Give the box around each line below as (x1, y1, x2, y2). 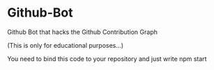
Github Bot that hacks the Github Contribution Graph (7, 28, 158, 36)
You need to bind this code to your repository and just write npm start (7, 54, 207, 63)
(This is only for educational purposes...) (7, 41, 124, 49)
